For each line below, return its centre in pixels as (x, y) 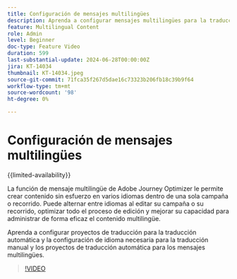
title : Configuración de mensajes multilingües (79, 14)
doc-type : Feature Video (44, 47)
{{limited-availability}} (39, 174)
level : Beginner (31, 40)
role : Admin (25, 34)
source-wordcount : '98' (42, 93)
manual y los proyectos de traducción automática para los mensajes (107, 247)
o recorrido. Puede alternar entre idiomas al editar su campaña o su (105, 203)
